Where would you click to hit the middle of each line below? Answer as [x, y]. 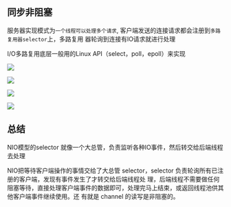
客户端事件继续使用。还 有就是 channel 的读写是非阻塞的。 [96, 196]
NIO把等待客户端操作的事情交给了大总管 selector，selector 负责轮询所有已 [112, 170]
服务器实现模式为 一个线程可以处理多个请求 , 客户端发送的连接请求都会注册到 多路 [114, 30]
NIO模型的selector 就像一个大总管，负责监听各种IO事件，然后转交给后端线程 [115, 147]
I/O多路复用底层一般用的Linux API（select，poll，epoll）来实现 [96, 53]
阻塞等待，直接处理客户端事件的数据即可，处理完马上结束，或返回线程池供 [112, 188]
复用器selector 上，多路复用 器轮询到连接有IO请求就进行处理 [91, 39]
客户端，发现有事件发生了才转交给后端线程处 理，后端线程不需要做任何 [119, 179]
